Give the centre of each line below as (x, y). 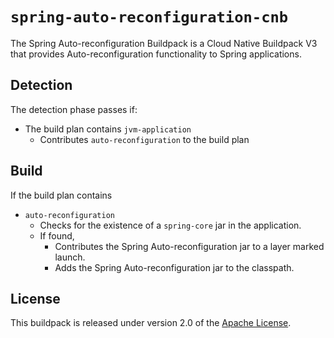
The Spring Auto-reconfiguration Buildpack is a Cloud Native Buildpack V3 (164, 43)
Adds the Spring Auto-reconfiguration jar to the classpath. (174, 267)
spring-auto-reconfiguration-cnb (149, 17)
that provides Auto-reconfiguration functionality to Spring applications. (156, 54)
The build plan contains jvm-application (108, 129)
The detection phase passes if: (74, 109)
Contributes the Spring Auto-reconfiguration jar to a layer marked (189, 246)
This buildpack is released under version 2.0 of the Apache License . (151, 323)
